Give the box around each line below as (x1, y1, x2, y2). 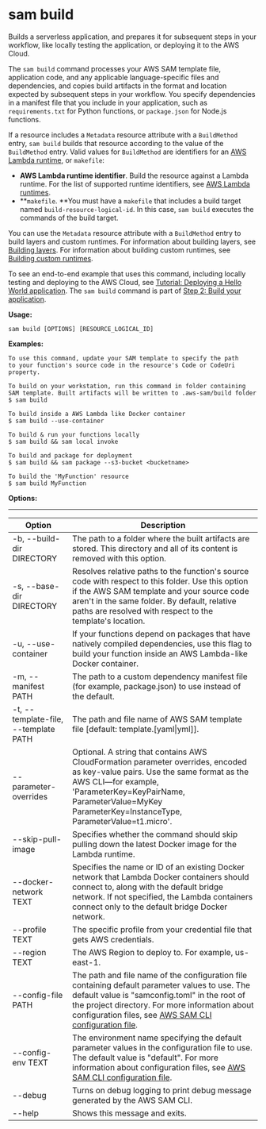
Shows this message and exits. (72, 1108, 188, 1119)
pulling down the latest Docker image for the (72, 838, 237, 850)
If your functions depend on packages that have (72, 628, 251, 639)
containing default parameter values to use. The (72, 979, 251, 990)
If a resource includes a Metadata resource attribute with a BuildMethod (8, 129, 238, 140)
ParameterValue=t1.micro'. (72, 815, 173, 827)
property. (8, 368, 41, 376)
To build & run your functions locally (8, 430, 140, 438)
